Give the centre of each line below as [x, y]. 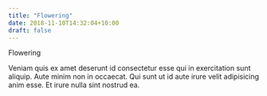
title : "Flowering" [41, 15]
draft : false [30, 30]
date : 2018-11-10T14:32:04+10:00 [64, 23]
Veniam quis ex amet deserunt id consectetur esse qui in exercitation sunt [130, 68]
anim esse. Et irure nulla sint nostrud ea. [74, 85]
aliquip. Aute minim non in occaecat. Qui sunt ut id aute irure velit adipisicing [134, 77]
